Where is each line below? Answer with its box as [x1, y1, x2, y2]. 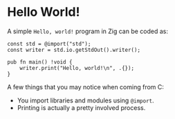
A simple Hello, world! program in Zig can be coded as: [7, 27, 168, 35]
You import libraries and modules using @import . [17, 96, 154, 104]
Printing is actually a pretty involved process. [17, 103, 146, 111]
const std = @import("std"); [7, 40, 91, 47]
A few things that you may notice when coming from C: [7, 82, 165, 91]
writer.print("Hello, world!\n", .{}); [19, 64, 135, 71]
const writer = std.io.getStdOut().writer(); [7, 46, 140, 53]
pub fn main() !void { [7, 58, 73, 66]
